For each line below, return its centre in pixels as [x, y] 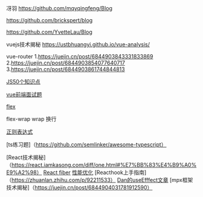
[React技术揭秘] [26, 157]
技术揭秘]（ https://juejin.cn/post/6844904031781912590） [79, 187]
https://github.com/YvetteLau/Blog [49, 32]
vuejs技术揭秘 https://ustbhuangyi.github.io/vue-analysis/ [78, 44]
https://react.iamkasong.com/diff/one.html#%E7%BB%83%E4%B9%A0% [104, 165]
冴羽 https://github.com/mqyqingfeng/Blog [60, 8]
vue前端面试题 [24, 94]
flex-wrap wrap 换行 [31, 119]
